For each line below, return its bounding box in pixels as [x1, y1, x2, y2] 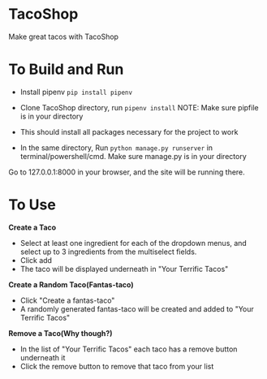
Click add [19, 255, 53, 265]
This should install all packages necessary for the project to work [19, 127, 239, 136]
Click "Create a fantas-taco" [19, 295, 115, 305]
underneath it [19, 352, 66, 362]
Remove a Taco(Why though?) [8, 328, 113, 338]
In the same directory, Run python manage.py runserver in [19, 143, 213, 153]
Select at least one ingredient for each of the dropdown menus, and [19, 238, 248, 248]
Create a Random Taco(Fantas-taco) [8, 279, 134, 289]
